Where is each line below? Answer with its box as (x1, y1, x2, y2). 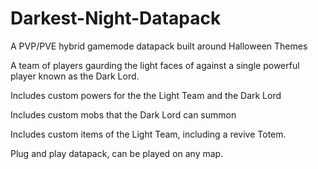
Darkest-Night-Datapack (10, 7, 222, 30)
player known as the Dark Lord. (10, 70, 140, 82)
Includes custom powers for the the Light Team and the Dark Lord (10, 89, 282, 101)
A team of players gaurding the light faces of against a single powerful (10, 59, 300, 71)
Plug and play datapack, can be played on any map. (10, 147, 224, 159)
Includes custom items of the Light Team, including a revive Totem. (10, 128, 287, 140)
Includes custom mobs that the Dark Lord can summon (10, 108, 237, 121)
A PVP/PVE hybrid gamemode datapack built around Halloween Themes (10, 40, 308, 52)
